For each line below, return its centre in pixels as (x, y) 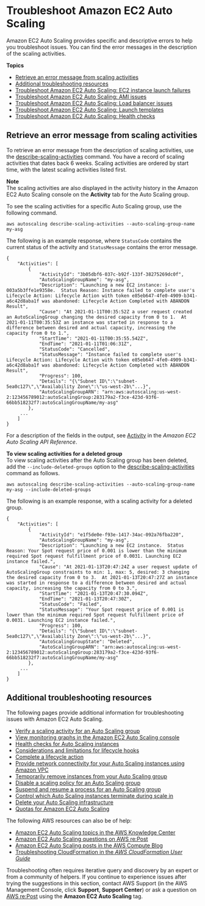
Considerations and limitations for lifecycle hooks (77, 750)
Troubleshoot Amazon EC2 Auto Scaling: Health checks (85, 116)
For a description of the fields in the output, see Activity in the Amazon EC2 (101, 435)
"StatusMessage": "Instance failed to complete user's (110, 354)
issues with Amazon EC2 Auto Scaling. (55, 719)
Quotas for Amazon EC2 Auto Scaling (62, 809)
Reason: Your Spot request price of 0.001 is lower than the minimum (97, 550)
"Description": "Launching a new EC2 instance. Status (111, 545)
